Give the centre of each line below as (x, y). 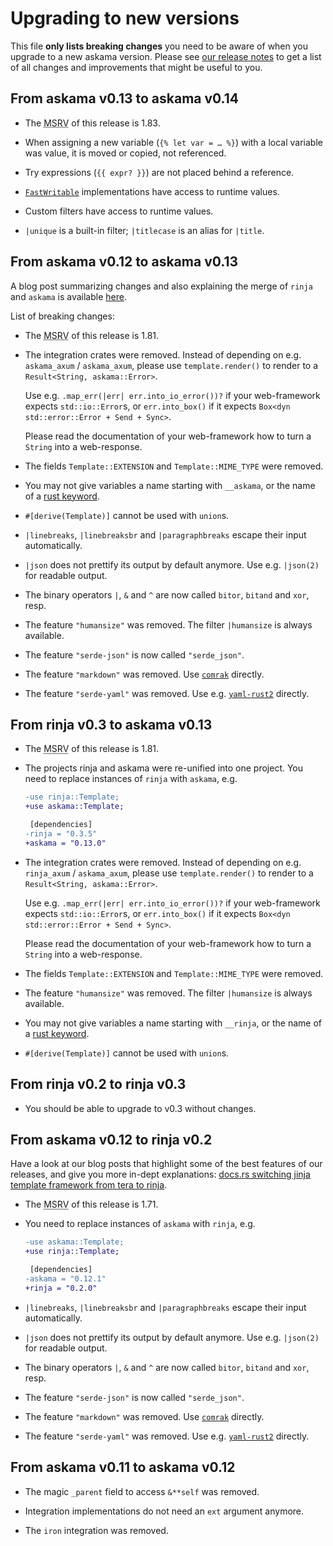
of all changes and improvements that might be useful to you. (136, 67)
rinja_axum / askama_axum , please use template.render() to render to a (169, 873)
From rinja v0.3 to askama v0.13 (111, 724)
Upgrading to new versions (125, 18)
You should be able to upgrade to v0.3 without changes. (140, 1108)
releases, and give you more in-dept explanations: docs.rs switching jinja (160, 1174)
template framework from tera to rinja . (89, 1185)
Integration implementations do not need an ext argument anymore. (164, 1511)
